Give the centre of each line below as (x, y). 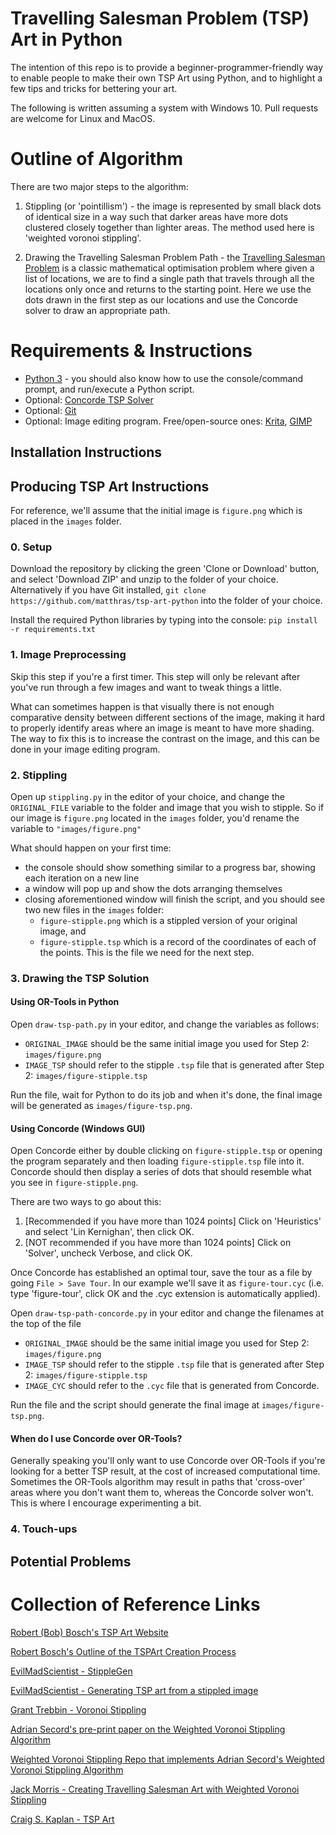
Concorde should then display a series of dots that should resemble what (161, 1172)
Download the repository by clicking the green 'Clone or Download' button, (165, 569)
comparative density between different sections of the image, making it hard (168, 717)
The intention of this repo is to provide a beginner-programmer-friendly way (167, 67)
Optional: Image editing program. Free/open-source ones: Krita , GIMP (168, 421)
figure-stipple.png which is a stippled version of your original (168, 920)
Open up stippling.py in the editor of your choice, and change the (147, 796)
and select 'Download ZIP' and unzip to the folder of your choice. (144, 579)
